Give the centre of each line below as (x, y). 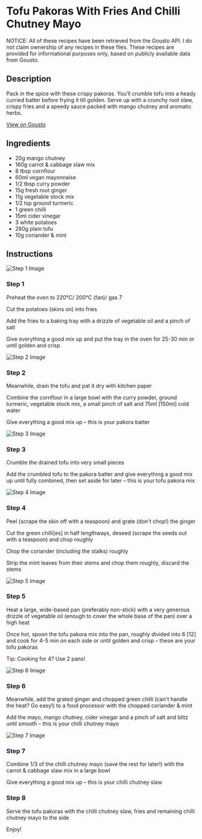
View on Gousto (26, 124)
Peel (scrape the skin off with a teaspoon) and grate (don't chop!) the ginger (101, 521)
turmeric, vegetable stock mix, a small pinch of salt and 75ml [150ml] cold (98, 403)
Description (29, 79)
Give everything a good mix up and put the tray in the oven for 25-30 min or (100, 339)
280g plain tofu (34, 228)
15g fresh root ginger (41, 190)
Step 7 (16, 751)
